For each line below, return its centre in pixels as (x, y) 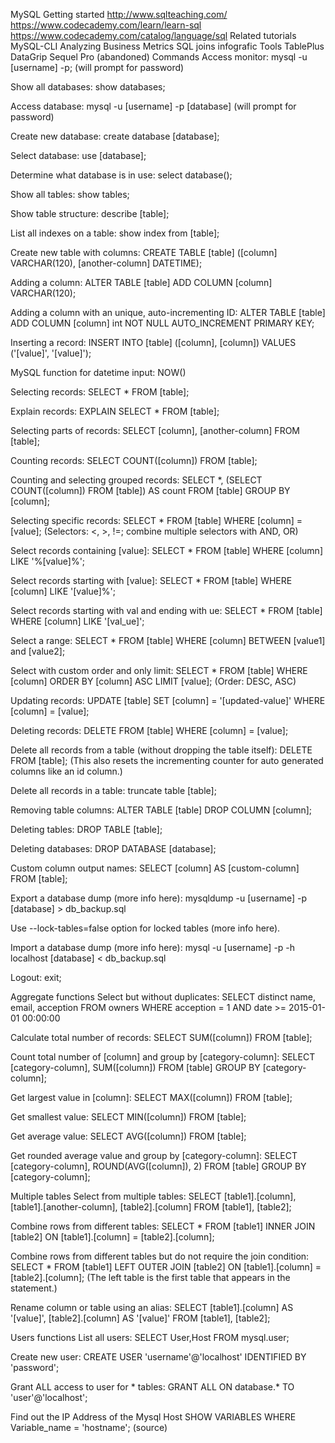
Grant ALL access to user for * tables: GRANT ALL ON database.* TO (152, 1387)
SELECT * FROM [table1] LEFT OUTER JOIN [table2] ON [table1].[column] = (166, 1267)
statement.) (34, 1288)
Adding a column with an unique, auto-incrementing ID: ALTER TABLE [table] (168, 312)
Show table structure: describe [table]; (90, 213)
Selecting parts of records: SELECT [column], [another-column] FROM (155, 430)
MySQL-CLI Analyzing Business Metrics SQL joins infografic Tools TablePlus (167, 46)
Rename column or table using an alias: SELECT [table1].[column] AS (152, 1307)
